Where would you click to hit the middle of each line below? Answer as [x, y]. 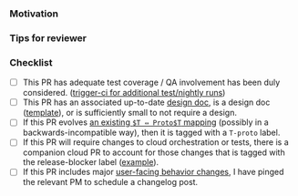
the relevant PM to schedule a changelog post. [110, 182]
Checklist [31, 62]
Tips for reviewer [48, 37]
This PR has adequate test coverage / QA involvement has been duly [151, 83]
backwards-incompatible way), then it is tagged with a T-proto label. [151, 133]
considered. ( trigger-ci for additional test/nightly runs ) [124, 93]
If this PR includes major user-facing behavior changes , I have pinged [153, 172]
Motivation [34, 14]
